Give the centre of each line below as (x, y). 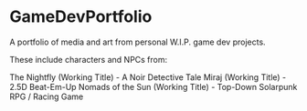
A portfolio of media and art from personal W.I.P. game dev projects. (138, 42)
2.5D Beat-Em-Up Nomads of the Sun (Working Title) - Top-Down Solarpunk (153, 86)
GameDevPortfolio (81, 17)
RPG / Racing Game (47, 96)
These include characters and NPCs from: (89, 59)
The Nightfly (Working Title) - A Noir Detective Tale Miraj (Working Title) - (148, 77)
